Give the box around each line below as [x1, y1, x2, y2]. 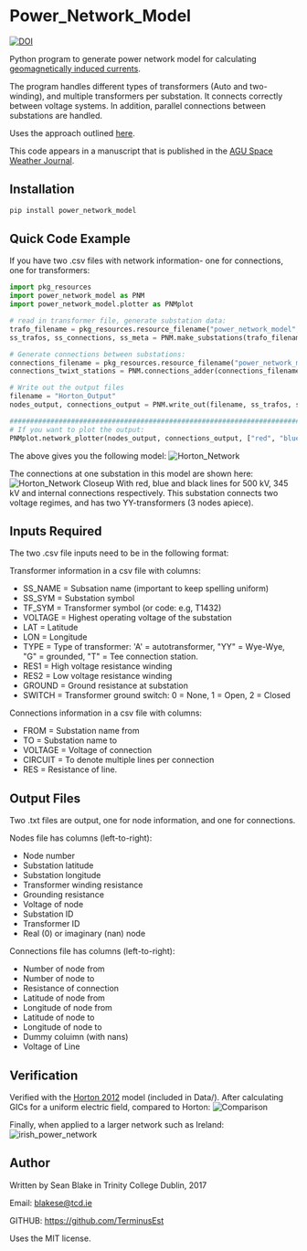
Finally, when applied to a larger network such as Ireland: [9, 1119, 225, 1129]
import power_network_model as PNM [9, 292, 145, 301]
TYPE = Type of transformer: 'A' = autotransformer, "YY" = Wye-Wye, [22, 641, 285, 652]
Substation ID [22, 908, 74, 919]
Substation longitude [22, 870, 101, 881]
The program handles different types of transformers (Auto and [9, 80, 249, 91]
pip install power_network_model [9, 206, 137, 215]
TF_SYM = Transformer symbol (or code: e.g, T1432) [22, 602, 222, 613]
